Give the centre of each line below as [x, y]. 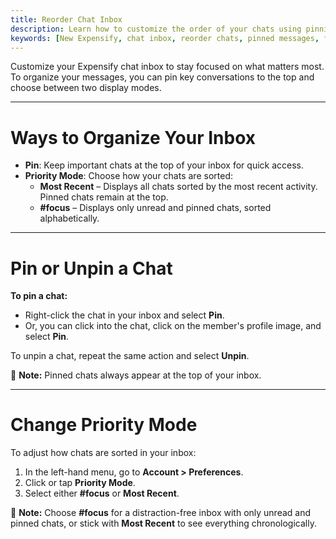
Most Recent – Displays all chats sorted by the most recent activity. [178, 187]
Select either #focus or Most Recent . [102, 493]
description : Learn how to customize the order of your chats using [156, 29]
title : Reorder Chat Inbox [66, 19]
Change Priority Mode [104, 425]
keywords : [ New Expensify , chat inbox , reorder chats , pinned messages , [165, 38]
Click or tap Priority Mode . [80, 483]
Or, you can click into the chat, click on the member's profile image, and [173, 326]
